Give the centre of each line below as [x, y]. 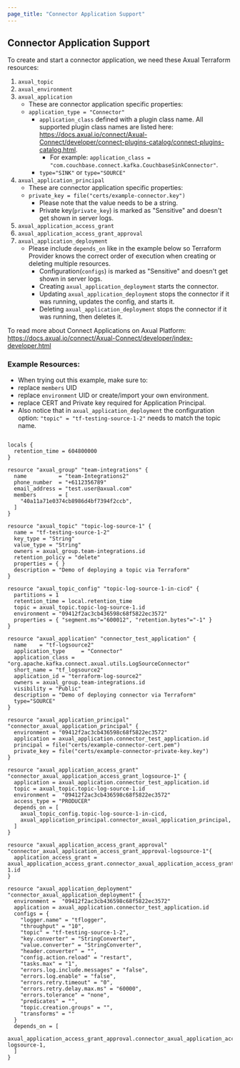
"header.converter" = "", [59, 951]
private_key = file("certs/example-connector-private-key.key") [111, 751]
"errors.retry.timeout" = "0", [67, 982]
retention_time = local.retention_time [73, 601]
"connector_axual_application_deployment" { [75, 895]
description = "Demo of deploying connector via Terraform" [105, 695]
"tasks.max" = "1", [49, 964]
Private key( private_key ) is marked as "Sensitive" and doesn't [130, 211]
